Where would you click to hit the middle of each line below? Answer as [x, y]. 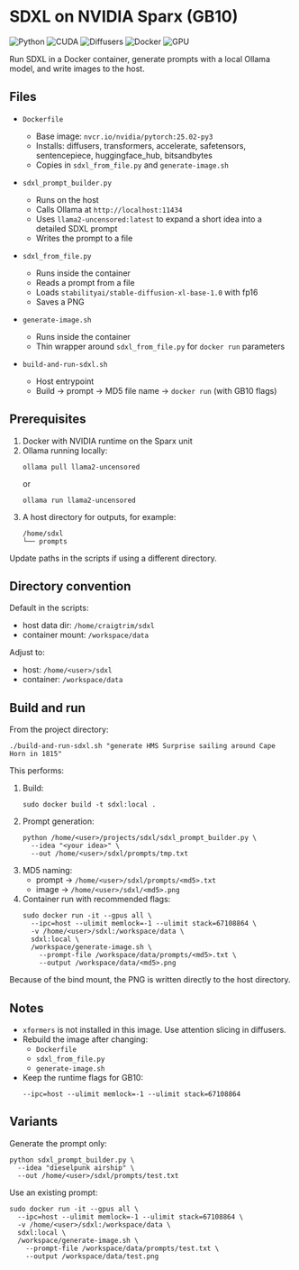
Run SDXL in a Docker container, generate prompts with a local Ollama [140, 59]
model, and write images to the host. [77, 69]
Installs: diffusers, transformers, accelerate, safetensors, [140, 145]
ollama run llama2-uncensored [79, 500]
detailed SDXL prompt [77, 228]
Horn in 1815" [36, 754]
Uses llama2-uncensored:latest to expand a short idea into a [149, 219]
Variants [34, 1122]
